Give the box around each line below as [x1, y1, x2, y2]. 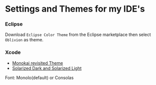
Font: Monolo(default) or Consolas [5, 74, 74, 81]
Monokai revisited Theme [12, 60, 63, 66]
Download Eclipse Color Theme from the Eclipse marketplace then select [5, 32, 151, 37]
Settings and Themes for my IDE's [5, 3, 145, 15]
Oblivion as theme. [5, 37, 44, 43]
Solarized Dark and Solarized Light [12, 65, 82, 71]
